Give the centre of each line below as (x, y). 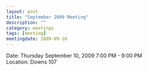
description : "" (26, 22)
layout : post (22, 11)
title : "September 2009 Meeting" (47, 17)
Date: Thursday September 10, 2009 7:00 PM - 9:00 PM (74, 56)
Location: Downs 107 (32, 62)
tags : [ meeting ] (26, 34)
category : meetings (30, 28)
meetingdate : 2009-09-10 (37, 39)
